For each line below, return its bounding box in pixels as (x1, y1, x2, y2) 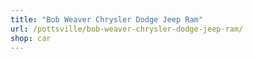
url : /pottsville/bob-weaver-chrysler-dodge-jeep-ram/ (10, 24, 244, 34)
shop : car (10, 33, 52, 43)
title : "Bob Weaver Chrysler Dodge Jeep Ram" (10, 14, 203, 25)
